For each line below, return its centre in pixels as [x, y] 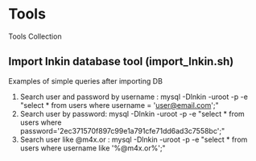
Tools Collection [35, 36]
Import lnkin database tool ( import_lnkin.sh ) [121, 62]
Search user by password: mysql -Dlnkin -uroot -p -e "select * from [132, 114]
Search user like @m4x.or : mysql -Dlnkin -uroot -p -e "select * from [134, 139]
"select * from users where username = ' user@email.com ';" [119, 105]
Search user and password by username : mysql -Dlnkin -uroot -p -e [134, 97]
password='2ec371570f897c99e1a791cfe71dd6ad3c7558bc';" [122, 130]
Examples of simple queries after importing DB [86, 80]
